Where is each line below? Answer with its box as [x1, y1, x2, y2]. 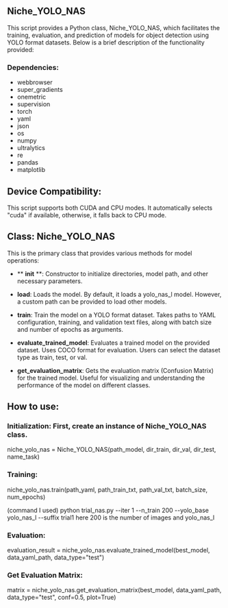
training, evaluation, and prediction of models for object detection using [7, 31, 210, 39]
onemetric [16, 93, 47, 101]
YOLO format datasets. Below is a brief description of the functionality [7, 38, 205, 47]
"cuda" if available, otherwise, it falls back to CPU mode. [7, 210, 166, 219]
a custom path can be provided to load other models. [16, 297, 167, 306]
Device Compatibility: [7, 185, 102, 197]
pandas [16, 158, 39, 167]
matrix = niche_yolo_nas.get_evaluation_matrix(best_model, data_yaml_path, [7, 586, 222, 594]
